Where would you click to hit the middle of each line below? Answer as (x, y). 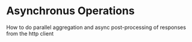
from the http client (30, 33)
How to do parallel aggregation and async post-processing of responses (96, 27)
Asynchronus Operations (70, 11)
